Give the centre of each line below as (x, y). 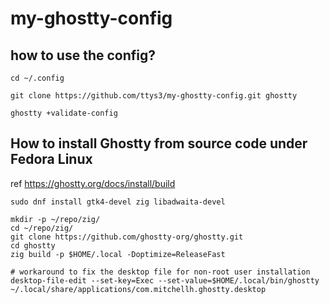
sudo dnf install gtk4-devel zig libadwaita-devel (118, 202)
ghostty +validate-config (64, 113)
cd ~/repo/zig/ (42, 228)
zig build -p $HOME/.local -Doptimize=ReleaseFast (118, 254)
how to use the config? (83, 55)
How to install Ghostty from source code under (159, 143)
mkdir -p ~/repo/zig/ (55, 219)
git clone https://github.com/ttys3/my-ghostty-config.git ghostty (154, 96)
